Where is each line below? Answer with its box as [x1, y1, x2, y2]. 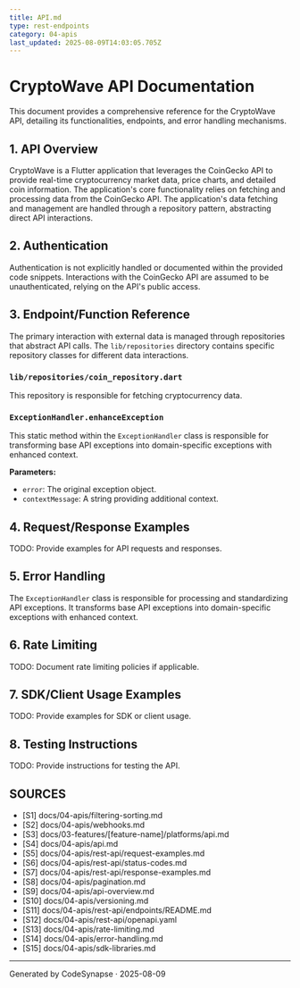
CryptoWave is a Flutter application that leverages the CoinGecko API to [9, 165, 274, 175]
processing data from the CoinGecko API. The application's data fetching [9, 194, 279, 204]
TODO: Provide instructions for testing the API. [9, 760, 180, 771]
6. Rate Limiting [9, 638, 98, 653]
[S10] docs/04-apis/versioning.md [21, 895, 149, 907]
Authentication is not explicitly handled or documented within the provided [9, 262, 284, 272]
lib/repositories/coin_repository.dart [9, 372, 183, 382]
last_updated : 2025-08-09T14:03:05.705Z [9, 38, 162, 47]
